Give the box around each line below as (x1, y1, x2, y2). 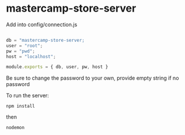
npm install (6, 104, 35, 109)
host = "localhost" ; (6, 54, 57, 59)
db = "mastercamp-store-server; (6, 37, 85, 43)
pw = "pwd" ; (6, 48, 35, 54)
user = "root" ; (6, 42, 43, 48)
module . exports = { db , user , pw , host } (6, 64, 109, 70)
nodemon (6, 125, 25, 131)
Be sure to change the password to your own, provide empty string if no (6, 74, 179, 81)
